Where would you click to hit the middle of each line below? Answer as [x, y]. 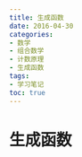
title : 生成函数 [37, 17]
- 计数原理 [27, 59]
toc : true [28, 92]
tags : [19, 76]
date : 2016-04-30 [41, 26]
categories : [31, 34]
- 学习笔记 [27, 84]
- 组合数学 [27, 51]
